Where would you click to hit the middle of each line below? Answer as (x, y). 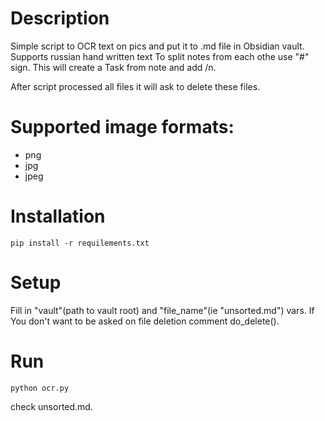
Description (60, 18)
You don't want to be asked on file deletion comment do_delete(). (145, 321)
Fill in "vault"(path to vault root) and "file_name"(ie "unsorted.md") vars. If (162, 310)
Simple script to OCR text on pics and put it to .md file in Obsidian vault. (157, 46)
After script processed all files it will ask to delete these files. (135, 86)
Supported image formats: (122, 127)
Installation (58, 216)
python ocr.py (40, 388)
